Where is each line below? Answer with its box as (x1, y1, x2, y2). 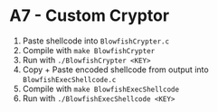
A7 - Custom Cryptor (9, 5, 170, 26)
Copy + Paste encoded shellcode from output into (22, 64, 210, 75)
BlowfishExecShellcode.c (22, 75, 117, 84)
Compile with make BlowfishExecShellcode (22, 83, 179, 94)
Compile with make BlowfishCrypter (22, 44, 156, 55)
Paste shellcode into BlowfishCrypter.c (22, 35, 170, 46)
